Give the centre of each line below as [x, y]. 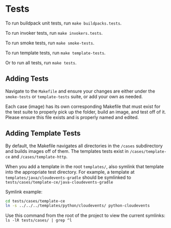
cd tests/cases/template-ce [35, 201]
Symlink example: [24, 192]
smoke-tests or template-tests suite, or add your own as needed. [74, 96]
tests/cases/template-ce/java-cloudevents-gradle [59, 182]
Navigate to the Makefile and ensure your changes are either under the [80, 91]
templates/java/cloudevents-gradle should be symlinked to [68, 177]
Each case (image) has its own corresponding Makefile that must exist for [83, 106]
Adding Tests [27, 79]
